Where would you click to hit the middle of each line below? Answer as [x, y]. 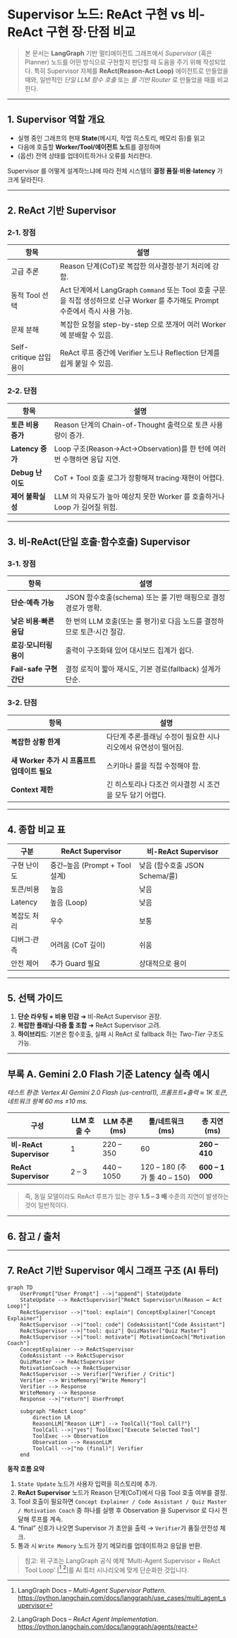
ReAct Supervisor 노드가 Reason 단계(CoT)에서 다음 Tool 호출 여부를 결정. [122, 1492]
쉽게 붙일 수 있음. [86, 364]
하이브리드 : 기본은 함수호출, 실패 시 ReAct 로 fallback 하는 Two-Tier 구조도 [121, 1034]
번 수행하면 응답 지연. [87, 459]
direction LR [52, 1417]
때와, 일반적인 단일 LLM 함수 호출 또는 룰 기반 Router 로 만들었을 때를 [120, 79]
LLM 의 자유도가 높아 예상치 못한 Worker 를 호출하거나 [139, 496]
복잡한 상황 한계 [36, 742]
